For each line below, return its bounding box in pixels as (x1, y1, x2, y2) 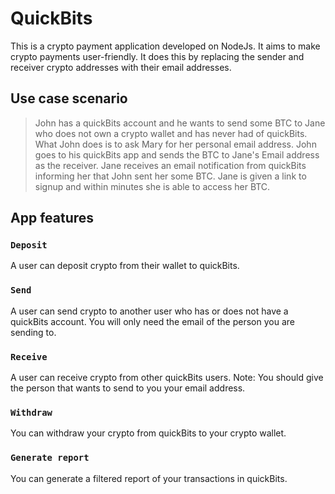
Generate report (10, 452, 90, 464)
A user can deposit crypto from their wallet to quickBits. (10, 260, 240, 272)
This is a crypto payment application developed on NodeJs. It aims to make (10, 40, 321, 52)
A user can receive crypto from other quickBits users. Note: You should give (10, 372, 324, 384)
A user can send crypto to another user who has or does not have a (10, 305, 289, 317)
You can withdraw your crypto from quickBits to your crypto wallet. (10, 427, 287, 439)
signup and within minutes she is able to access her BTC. (34, 180, 271, 192)
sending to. (10, 326, 57, 338)
